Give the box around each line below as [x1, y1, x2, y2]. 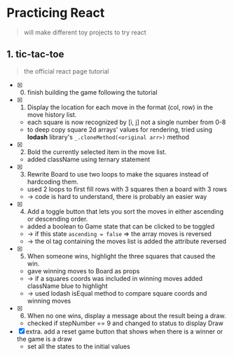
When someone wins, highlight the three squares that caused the [27, 252, 216, 260]
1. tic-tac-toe [6, 48, 64, 60]
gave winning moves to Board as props [27, 266, 140, 275]
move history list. [27, 110, 77, 118]
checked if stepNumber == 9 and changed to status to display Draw [27, 319, 223, 327]
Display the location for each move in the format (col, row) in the [27, 103, 213, 111]
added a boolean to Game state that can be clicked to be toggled [27, 222, 215, 231]
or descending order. [27, 214, 88, 223]
